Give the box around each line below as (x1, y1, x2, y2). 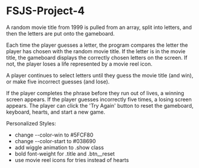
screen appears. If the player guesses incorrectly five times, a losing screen (6, 96, 192, 103)
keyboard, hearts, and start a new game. (6, 108, 106, 115)
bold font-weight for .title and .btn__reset (14, 150, 115, 157)
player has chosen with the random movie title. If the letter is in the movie (6, 47, 186, 54)
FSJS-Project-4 (6, 4, 85, 18)
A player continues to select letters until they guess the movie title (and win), (6, 72, 194, 79)
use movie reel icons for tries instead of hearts (14, 156, 129, 163)
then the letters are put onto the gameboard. (6, 30, 115, 37)
